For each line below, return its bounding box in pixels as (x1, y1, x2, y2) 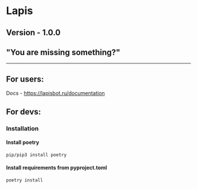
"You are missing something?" (6, 47, 121, 57)
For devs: (6, 107, 41, 117)
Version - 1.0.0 (6, 28, 61, 38)
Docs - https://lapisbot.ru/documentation (6, 90, 106, 97)
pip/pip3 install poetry (6, 151, 67, 158)
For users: (6, 74, 44, 84)
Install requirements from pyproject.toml (6, 164, 107, 171)
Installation (6, 124, 39, 133)
